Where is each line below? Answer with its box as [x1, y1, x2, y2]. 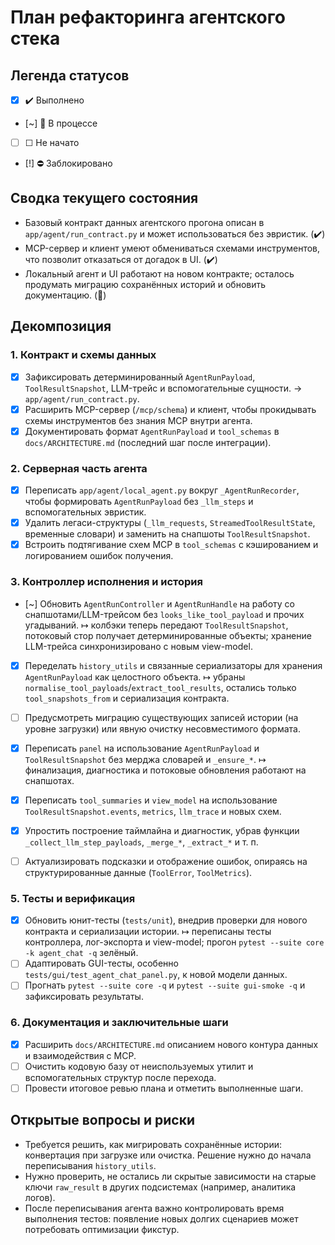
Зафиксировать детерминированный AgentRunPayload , [24, 371, 256, 383]
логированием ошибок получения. [24, 550, 174, 562]
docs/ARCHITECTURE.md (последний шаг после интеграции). [24, 436, 272, 448]
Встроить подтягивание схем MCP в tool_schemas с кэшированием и [24, 539, 319, 551]
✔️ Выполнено [24, 94, 85, 106]
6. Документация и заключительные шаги [10, 1016, 229, 1030]
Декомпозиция [10, 318, 112, 335]
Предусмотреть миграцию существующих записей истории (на [24, 711, 299, 723]
